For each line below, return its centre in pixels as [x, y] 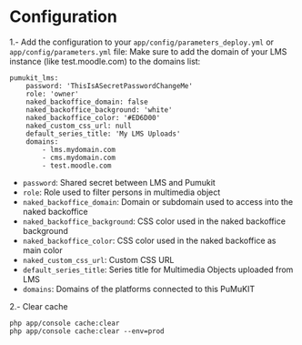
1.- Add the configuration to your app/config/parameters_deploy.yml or [142, 42]
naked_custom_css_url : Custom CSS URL [98, 259]
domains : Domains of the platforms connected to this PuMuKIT [139, 289]
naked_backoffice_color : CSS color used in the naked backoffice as [149, 240]
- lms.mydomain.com [79, 149]
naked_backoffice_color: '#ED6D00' [93, 117]
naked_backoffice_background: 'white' [99, 110]
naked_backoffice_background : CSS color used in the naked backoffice [154, 221]
